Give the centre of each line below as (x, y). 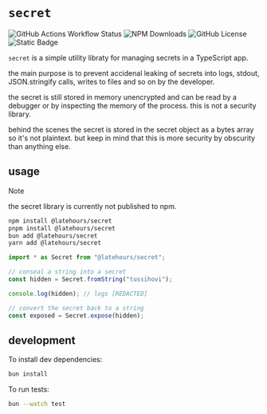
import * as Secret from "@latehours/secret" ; (87, 258)
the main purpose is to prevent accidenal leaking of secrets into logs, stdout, (134, 73)
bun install (28, 374)
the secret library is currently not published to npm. (92, 206)
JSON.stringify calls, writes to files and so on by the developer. (112, 81)
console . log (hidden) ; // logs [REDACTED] (78, 294)
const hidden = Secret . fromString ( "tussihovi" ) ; (90, 279)
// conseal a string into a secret (67, 272)
